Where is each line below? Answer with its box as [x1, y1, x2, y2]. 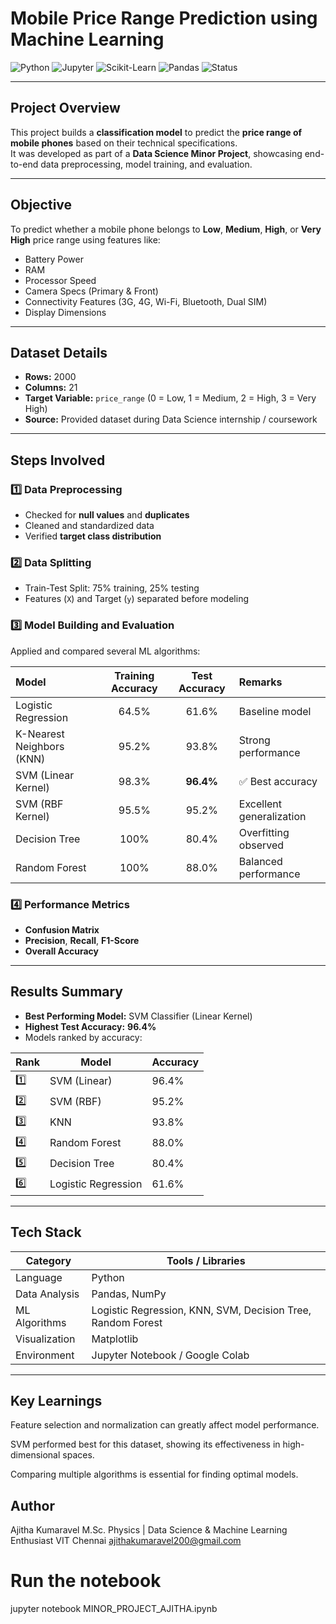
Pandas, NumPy [91, 1287, 167, 1301]
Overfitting [238, 825, 290, 839]
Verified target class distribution [24, 530, 162, 542]
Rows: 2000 [24, 371, 77, 383]
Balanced [238, 854, 283, 868]
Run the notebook [10, 1570, 162, 1592]
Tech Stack [10, 1224, 82, 1241]
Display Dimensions [24, 306, 107, 318]
